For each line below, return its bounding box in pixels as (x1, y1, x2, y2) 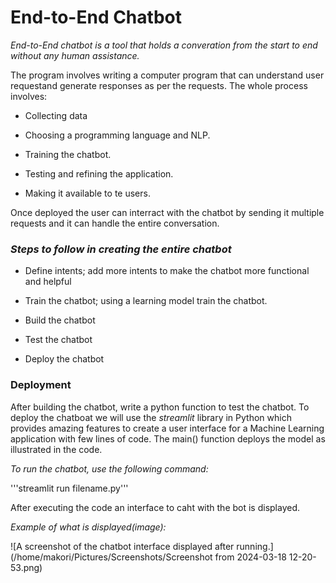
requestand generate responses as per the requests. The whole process (10, 79, 308, 91)
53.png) (10, 561, 43, 573)
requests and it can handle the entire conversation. (10, 217, 220, 229)
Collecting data (24, 109, 88, 121)
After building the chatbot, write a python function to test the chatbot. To (10, 401, 310, 413)
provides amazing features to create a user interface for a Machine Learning (10, 422, 325, 434)
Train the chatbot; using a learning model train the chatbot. (24, 295, 268, 307)
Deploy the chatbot (24, 353, 105, 365)
